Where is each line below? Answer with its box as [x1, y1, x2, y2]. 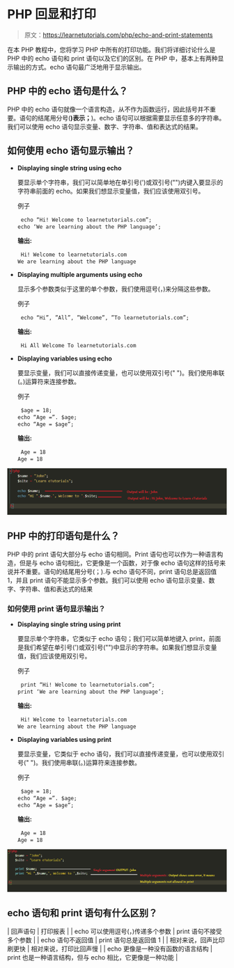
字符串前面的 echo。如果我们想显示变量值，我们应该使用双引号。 [17, 187, 205, 195]
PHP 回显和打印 [7, 6, 96, 22]
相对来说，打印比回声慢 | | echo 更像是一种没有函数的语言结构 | [31, 944, 213, 953]
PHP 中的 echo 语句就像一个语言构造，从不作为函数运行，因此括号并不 [7, 105, 210, 113]
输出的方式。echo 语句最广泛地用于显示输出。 [13, 63, 146, 71]
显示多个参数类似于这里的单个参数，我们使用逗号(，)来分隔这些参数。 [17, 285, 214, 293]
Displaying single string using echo [17, 164, 122, 172]
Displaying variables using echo [17, 354, 113, 363]
